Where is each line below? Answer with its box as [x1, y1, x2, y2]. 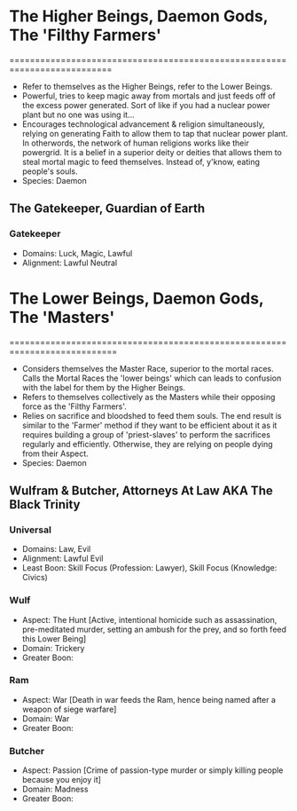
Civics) [21, 572, 49, 583]
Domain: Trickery [21, 642, 85, 653]
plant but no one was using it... [21, 109, 135, 120]
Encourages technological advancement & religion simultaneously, [21, 118, 265, 130]
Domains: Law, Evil [21, 544, 91, 555]
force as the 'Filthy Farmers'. [21, 401, 127, 412]
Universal [9, 524, 51, 536]
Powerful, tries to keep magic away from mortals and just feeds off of [21, 91, 277, 101]
